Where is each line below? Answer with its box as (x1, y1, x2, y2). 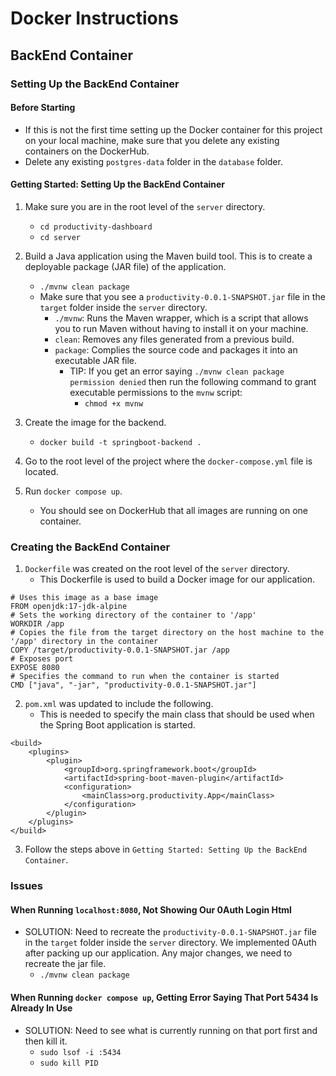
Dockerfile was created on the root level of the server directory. (24, 563, 290, 575)
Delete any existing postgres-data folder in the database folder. (24, 155, 283, 167)
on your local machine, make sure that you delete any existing (24, 134, 280, 146)
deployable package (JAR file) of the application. (24, 260, 227, 272)
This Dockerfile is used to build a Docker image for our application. (39, 573, 316, 586)
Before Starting (10, 102, 76, 114)
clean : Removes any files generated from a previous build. (54, 333, 295, 345)
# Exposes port (10, 654, 74, 664)
